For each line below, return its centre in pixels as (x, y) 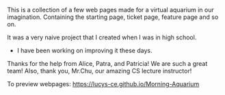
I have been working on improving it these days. (84, 51)
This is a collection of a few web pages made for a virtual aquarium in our (110, 10)
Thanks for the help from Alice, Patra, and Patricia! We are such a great (107, 63)
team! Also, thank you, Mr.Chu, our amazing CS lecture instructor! (100, 71)
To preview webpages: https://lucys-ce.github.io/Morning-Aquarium (103, 84)
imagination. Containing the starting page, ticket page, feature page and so (113, 17)
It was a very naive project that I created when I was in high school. (102, 37)
